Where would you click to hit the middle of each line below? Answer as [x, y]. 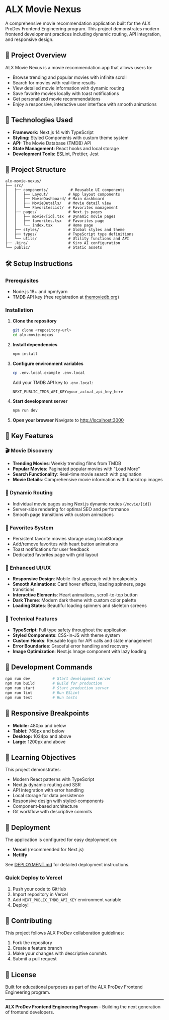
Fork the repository [32, 943]
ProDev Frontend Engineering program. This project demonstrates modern [82, 28]
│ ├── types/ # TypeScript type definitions [70, 234]
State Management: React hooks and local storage [66, 148]
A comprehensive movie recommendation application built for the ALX [78, 23]
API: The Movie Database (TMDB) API [52, 143]
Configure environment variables [48, 363]
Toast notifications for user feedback [51, 549]
